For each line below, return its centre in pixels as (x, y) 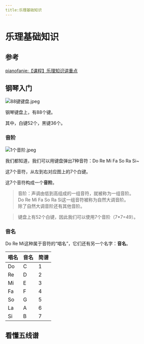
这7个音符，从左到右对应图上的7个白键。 (48, 171)
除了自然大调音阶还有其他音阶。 (51, 206)
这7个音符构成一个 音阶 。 (31, 182)
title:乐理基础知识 (24, 10)
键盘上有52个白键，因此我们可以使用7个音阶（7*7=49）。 (78, 217)
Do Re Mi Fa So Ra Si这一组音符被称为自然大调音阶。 (73, 199)
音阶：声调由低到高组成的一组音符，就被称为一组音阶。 (76, 193)
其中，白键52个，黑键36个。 (35, 123)
